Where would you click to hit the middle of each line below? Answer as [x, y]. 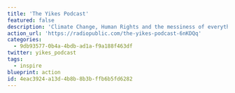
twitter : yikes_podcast [42, 53]
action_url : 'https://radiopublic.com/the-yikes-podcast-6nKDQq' [104, 33]
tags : [15, 59]
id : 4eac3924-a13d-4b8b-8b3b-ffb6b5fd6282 [70, 79]
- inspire [28, 66]
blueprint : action [34, 72]
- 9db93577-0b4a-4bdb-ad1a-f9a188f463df [73, 46]
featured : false [31, 20]
